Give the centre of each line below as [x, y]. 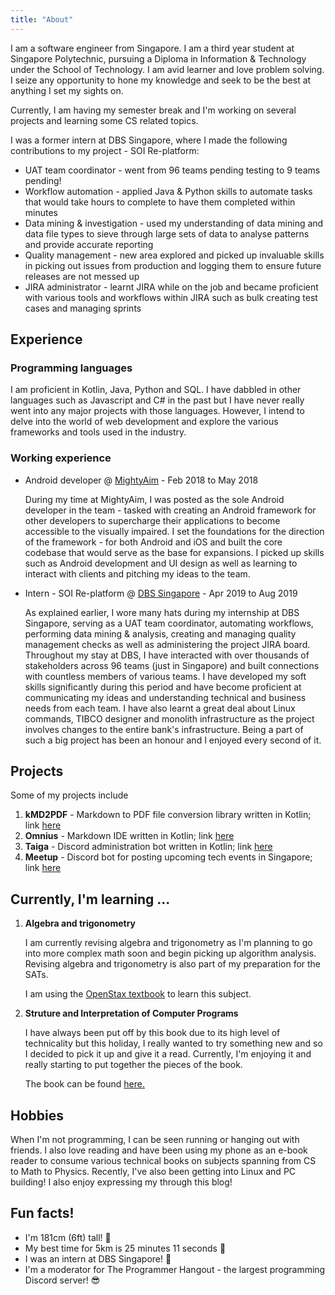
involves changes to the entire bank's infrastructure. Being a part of [164, 729]
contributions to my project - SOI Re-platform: [105, 150]
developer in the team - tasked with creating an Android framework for [170, 510]
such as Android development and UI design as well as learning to [161, 563]
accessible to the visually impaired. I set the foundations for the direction [174, 531]
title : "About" [42, 19]
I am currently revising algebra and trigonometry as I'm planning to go [168, 943]
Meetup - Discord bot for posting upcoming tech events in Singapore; [168, 857]
